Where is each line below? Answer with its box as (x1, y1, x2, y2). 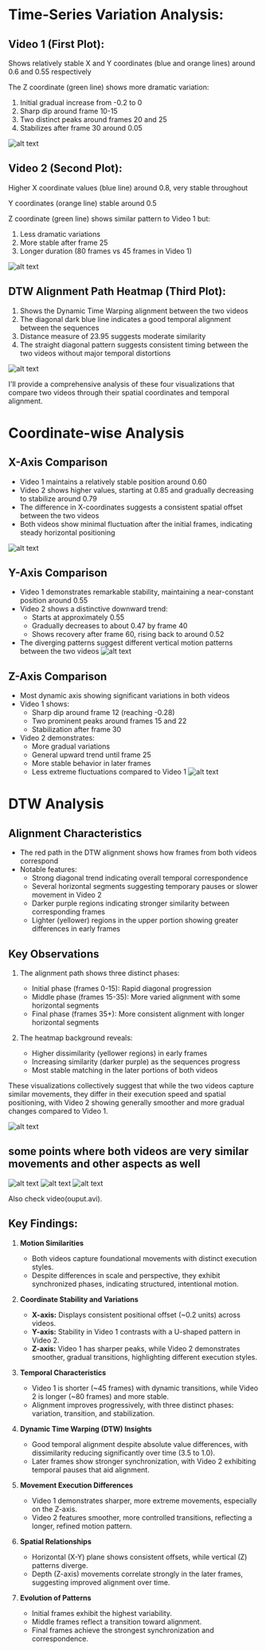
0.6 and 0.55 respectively (8, 67, 92, 77)
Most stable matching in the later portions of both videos (31, 1066, 218, 1075)
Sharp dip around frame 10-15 (19, 106, 118, 116)
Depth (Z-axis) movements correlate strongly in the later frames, (31, 1569, 244, 1578)
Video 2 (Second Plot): (8, 162, 123, 175)
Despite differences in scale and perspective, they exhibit (31, 1270, 221, 1280)
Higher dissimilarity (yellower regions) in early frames (31, 1048, 208, 1058)
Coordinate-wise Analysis (8, 424, 185, 442)
